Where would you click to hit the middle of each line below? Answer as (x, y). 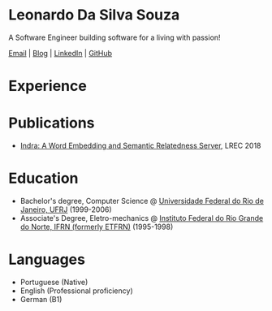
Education (43, 178)
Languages (47, 259)
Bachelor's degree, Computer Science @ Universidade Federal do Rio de (142, 201)
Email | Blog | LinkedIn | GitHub (60, 53)
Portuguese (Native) (54, 282)
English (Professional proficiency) (76, 291)
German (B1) (41, 299)
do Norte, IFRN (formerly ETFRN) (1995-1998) (97, 227)
